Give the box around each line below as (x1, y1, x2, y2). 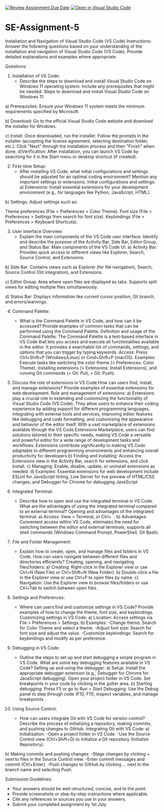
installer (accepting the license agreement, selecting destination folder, (5, 138, 148, 144)
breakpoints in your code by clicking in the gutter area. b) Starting (19, 680, 153, 686)
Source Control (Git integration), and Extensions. (5, 269, 103, 275)
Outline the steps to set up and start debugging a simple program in (19, 654, 156, 660)
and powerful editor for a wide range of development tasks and (12, 437, 140, 443)
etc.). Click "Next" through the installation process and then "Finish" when (5, 143, 155, 149)
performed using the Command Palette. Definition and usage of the (19, 328, 155, 334)
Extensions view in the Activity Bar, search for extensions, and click (12, 458, 148, 464)
